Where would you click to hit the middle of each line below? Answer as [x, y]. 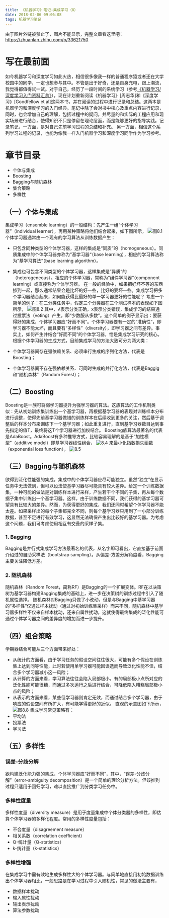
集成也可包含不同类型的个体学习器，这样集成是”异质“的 [70, 272]
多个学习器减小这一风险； [44, 673]
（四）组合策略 [28, 636]
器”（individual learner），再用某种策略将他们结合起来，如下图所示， [76, 231]
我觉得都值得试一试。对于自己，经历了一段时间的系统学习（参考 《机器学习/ [83, 89]
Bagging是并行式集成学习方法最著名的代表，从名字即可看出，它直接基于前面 [84, 548]
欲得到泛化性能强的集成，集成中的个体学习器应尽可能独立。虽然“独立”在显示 [84, 479]
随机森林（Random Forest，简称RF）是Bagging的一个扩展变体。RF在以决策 [83, 587]
